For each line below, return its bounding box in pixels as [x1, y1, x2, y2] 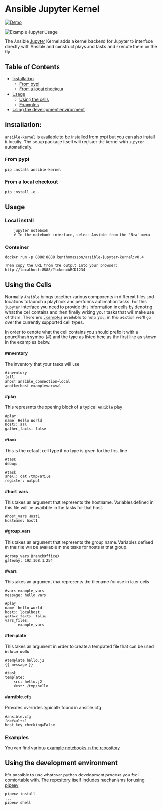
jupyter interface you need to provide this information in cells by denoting [5, 304, 153, 310]
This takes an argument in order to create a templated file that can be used [5, 643, 154, 650]
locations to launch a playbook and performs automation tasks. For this [5, 299, 147, 304]
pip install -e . [5, 190, 40, 194]
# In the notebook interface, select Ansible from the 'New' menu [14, 232, 150, 237]
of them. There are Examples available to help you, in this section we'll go [5, 314, 151, 320]
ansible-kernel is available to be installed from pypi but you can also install [5, 134, 155, 140]
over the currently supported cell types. [5, 319, 84, 325]
